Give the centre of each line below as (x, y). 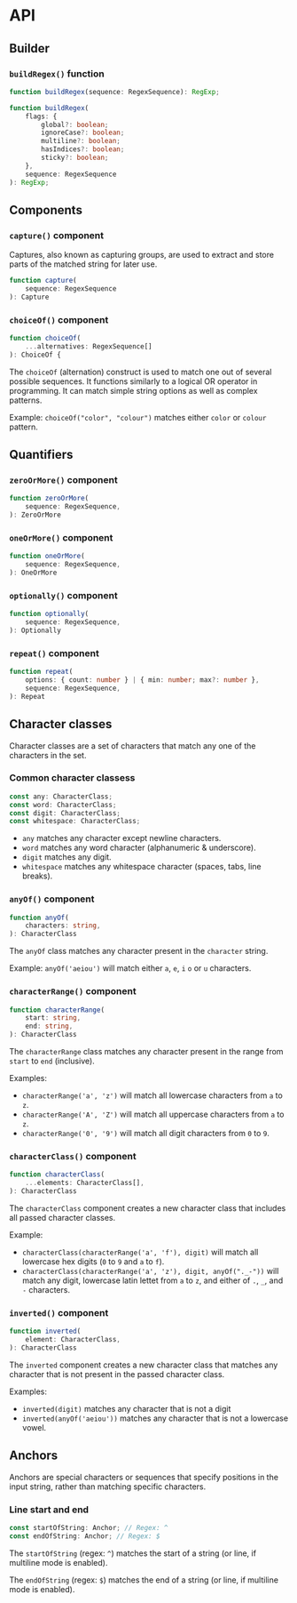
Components (46, 210)
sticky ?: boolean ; (75, 157)
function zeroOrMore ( (49, 499)
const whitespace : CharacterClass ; (75, 822)
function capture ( (43, 281)
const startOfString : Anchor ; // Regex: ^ (89, 1527)
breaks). (37, 876)
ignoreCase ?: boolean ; (83, 133)
